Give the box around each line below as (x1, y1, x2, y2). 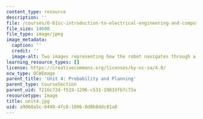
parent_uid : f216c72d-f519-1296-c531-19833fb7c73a (6, 87, 137, 93)
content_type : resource (6, 8, 66, 15)
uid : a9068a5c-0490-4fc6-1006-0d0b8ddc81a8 (6, 103, 118, 110)
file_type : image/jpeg (6, 31, 63, 37)
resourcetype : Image (6, 93, 59, 99)
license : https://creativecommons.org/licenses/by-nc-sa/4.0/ (6, 64, 166, 71)
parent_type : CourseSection (6, 82, 77, 88)
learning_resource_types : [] (6, 59, 80, 65)
